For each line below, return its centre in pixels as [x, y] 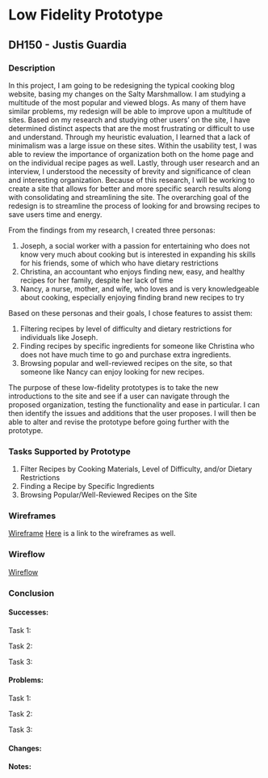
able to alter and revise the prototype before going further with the [119, 422]
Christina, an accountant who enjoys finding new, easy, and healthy [132, 271]
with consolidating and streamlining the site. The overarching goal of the [129, 197]
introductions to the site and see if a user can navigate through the [119, 396]
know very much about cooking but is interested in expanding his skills [138, 254]
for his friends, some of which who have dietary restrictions [119, 263]
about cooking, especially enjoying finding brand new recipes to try [132, 297]
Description [32, 68]
